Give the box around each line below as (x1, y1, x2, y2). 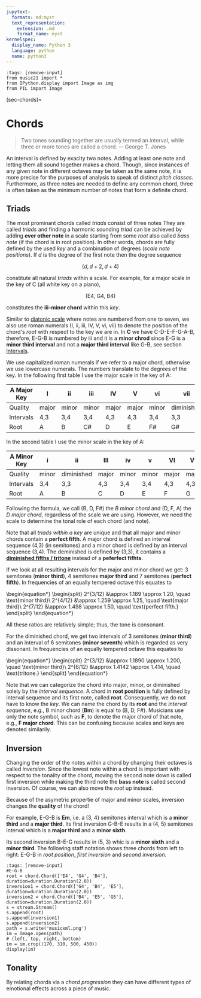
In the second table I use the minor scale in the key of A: (6, 438, 145, 446)
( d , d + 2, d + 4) (81, 263, 120, 270)
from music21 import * (6, 75, 63, 81)
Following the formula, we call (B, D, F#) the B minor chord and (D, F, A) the (6, 505, 191, 512)
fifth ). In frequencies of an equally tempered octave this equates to (6, 579, 172, 586)
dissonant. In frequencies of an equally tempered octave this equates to (6, 646, 184, 653)
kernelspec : (6, 36, 36, 42)
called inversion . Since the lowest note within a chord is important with (6, 765, 181, 772)
